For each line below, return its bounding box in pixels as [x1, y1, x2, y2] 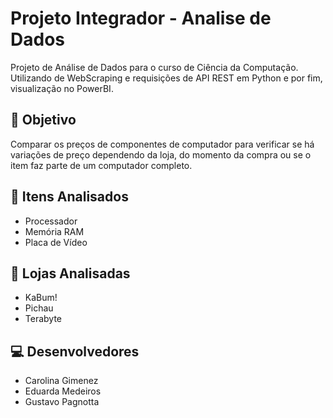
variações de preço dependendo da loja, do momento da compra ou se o [10, 148, 312, 161]
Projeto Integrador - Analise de [10, 7, 272, 30]
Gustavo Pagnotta [24, 396, 100, 408]
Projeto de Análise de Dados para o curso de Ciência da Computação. [10, 61, 299, 73]
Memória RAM [24, 225, 85, 237]
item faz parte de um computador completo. [10, 159, 193, 171]
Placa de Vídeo [24, 236, 88, 248]
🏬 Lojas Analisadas [10, 265, 131, 282]
